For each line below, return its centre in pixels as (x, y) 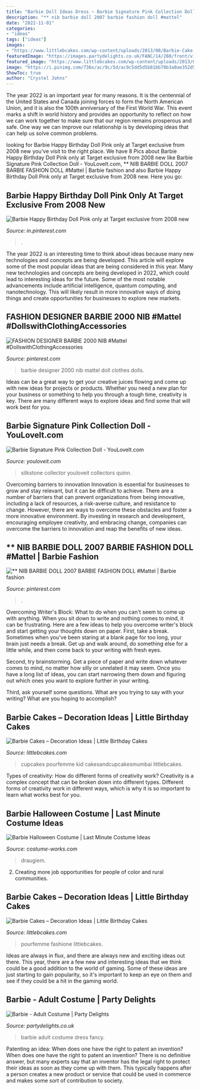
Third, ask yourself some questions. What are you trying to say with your (95, 692)
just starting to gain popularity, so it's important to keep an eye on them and (99, 974)
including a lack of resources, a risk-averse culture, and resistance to (91, 503)
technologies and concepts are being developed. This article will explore (95, 260)
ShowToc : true (24, 73)
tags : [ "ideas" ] (26, 39)
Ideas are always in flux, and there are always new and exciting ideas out (96, 955)
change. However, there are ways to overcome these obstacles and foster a (99, 509)
